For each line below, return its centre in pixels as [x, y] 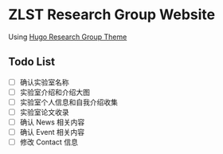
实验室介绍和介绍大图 [55, 92]
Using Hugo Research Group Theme [68, 37]
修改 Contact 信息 [49, 142]
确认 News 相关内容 [52, 122]
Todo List [32, 62]
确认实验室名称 [44, 82]
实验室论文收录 [44, 112]
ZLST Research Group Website [112, 15]
